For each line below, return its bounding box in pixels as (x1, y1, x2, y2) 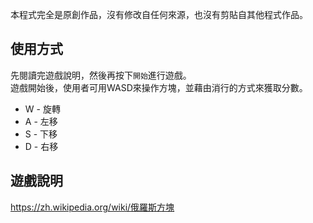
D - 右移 (24, 140, 59, 152)
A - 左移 (24, 115, 58, 127)
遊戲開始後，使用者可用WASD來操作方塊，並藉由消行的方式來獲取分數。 (10, 81, 308, 93)
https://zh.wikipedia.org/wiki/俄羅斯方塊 (10, 201, 175, 213)
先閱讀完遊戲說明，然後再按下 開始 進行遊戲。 (10, 69, 192, 81)
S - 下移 (24, 128, 58, 140)
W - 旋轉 (24, 103, 61, 115)
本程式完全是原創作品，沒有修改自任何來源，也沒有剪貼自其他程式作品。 (10, 9, 308, 20)
